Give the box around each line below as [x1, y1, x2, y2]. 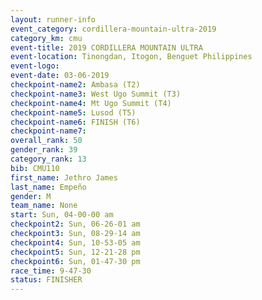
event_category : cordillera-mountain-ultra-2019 [10, 24, 217, 34]
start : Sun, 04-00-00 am [10, 210, 114, 220]
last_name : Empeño [10, 182, 87, 192]
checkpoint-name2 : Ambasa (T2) [10, 80, 141, 90]
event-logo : [10, 61, 60, 71]
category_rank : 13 [10, 154, 87, 164]
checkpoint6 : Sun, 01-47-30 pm [10, 256, 141, 266]
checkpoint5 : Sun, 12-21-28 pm [10, 247, 141, 257]
